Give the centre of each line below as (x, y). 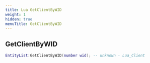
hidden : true (19, 19)
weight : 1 (16, 14)
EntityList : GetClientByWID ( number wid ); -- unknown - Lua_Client (75, 55)
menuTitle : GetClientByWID (33, 24)
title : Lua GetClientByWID (33, 10)
